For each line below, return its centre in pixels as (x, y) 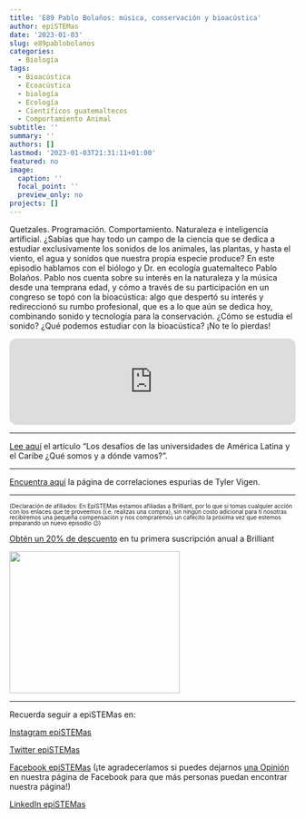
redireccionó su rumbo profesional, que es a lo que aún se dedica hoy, (141, 306)
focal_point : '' (48, 187)
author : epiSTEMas (44, 26)
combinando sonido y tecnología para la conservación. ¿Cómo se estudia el (151, 316)
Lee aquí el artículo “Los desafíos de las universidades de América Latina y (150, 446)
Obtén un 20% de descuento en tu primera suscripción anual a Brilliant (142, 538)
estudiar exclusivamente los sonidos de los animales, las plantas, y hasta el (150, 248)
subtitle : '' (34, 128)
